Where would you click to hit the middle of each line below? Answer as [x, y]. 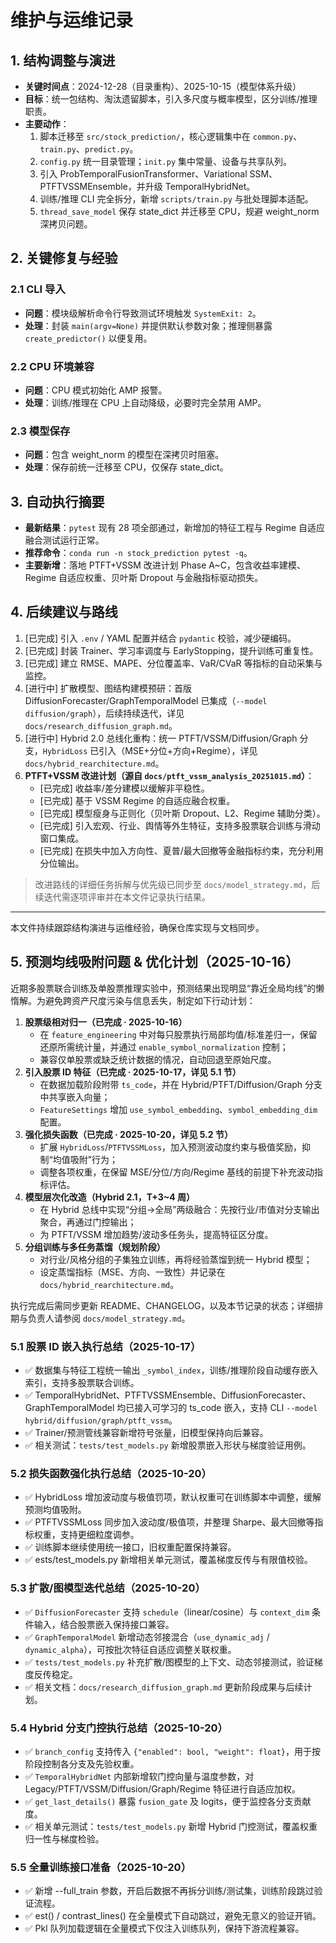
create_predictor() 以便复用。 [88, 338]
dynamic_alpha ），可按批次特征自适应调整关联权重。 [130, 1649]
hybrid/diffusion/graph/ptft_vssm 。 [101, 1420]
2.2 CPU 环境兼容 [52, 366]
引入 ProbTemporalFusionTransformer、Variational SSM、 [158, 174]
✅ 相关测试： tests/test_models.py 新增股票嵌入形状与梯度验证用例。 [168, 1445]
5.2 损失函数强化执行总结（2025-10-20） [111, 1473]
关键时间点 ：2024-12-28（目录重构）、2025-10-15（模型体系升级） [163, 86]
